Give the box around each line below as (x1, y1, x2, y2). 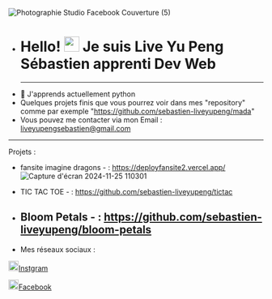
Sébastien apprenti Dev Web (19, 55, 216, 73)
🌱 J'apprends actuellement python (19, 89, 136, 99)
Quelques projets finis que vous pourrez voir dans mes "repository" (19, 97, 246, 107)
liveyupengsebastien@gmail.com (19, 123, 131, 133)
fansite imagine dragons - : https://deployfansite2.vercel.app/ (19, 162, 226, 172)
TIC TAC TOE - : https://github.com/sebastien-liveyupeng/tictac (19, 186, 233, 196)
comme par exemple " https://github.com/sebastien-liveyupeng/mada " (19, 106, 255, 116)
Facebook (19, 282, 52, 292)
